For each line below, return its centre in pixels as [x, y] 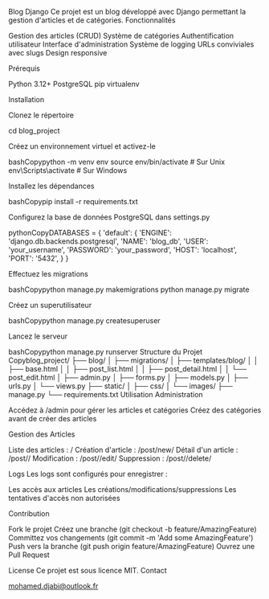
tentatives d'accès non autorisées [64, 498]
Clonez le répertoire [41, 115]
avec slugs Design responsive [58, 53]
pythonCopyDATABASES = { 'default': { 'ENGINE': [90, 233]
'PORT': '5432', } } [39, 258]
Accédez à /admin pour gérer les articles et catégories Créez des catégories [135, 410]
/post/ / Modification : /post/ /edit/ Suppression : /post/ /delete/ [110, 458]
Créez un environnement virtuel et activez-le [82, 146]
